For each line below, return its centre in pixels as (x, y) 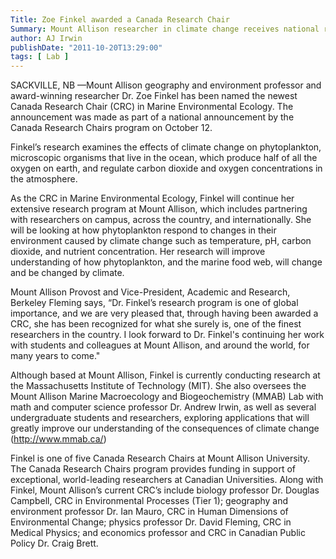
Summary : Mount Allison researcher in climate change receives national (165, 29)
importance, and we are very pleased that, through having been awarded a (164, 313)
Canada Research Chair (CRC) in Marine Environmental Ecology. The (152, 107)
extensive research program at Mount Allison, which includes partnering (159, 209)
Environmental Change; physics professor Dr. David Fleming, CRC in (151, 522)
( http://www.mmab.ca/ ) (58, 439)
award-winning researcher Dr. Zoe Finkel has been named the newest (154, 96)
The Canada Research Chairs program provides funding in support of (153, 469)
